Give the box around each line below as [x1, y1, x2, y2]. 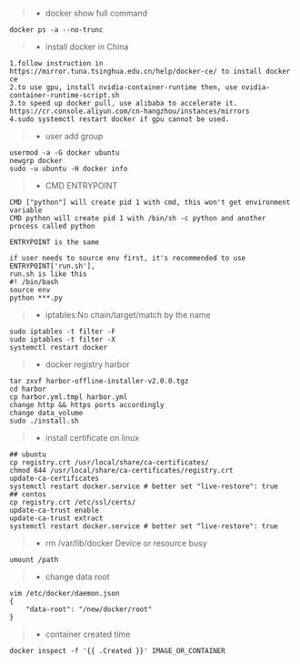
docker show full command [45, 8, 148, 18]
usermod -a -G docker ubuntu [9, 148, 120, 158]
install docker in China [45, 41, 129, 52]
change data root [45, 571, 110, 582]
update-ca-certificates [9, 474, 100, 483]
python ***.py [9, 293, 64, 302]
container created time [45, 628, 131, 639]
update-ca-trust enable [9, 506, 100, 515]
